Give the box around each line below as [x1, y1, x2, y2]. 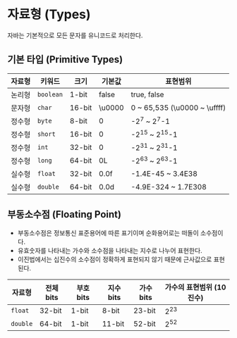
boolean [37, 90, 63, 99]
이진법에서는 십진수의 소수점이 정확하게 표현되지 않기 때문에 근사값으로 [17, 255, 212, 263]
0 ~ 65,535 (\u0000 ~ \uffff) [130, 103, 226, 113]
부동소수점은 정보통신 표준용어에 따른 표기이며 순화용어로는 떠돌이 [17, 228, 199, 237]
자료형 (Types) [7, 6, 91, 23]
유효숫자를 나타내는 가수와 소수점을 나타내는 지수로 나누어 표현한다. [17, 246, 202, 254]
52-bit [133, 318, 157, 328]
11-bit [102, 318, 125, 328]
